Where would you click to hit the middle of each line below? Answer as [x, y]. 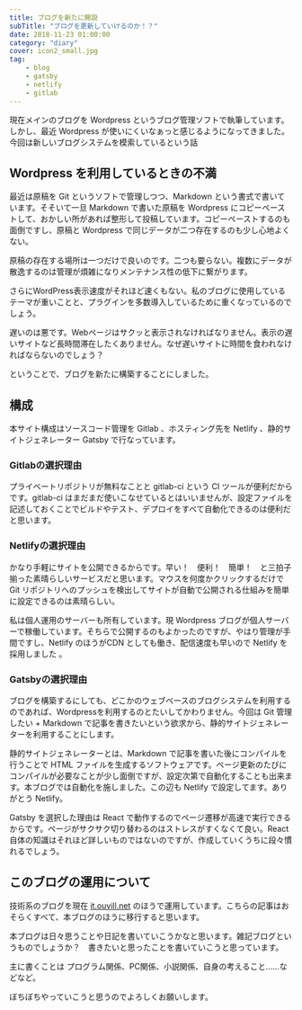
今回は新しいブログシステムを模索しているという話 [104, 142]
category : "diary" [44, 43]
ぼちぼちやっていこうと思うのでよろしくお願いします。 [111, 997]
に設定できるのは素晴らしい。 [64, 601]
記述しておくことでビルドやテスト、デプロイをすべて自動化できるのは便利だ [150, 509]
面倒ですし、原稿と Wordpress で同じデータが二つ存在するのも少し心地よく [150, 230]
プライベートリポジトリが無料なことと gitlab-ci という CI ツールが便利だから [151, 487]
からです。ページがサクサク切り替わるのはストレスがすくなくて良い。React [149, 829]
